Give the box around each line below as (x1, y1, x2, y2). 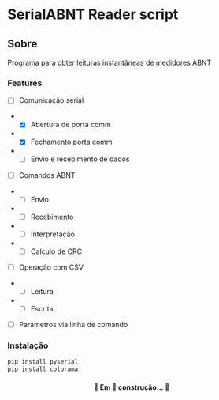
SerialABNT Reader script (7, 6, 179, 24)
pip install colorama (7, 365, 79, 373)
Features (7, 77, 43, 89)
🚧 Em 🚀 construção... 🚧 (93, 382, 170, 392)
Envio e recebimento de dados (30, 154, 131, 164)
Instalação (7, 340, 49, 351)
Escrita (30, 304, 54, 313)
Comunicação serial (18, 96, 84, 105)
